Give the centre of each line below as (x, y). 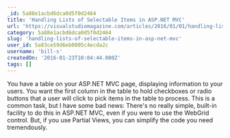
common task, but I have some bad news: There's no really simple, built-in (112, 105)
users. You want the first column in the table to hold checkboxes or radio (110, 91)
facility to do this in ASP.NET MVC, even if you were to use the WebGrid (108, 113)
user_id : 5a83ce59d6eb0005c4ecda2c (58, 45)
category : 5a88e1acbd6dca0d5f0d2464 (59, 32)
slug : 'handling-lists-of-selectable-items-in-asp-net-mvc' (95, 39)
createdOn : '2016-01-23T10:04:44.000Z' (64, 58)
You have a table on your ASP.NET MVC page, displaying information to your (115, 83)
